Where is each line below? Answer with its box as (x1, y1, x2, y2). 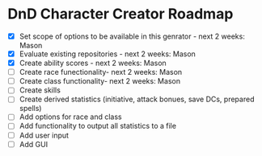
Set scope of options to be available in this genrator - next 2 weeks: (19, 31, 246, 41)
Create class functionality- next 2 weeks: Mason (19, 76, 181, 86)
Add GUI (19, 139, 49, 149)
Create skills (19, 85, 61, 95)
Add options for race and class (19, 112, 122, 121)
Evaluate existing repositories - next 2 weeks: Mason (19, 49, 196, 59)
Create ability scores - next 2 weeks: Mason (19, 58, 167, 68)
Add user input (19, 130, 70, 140)
